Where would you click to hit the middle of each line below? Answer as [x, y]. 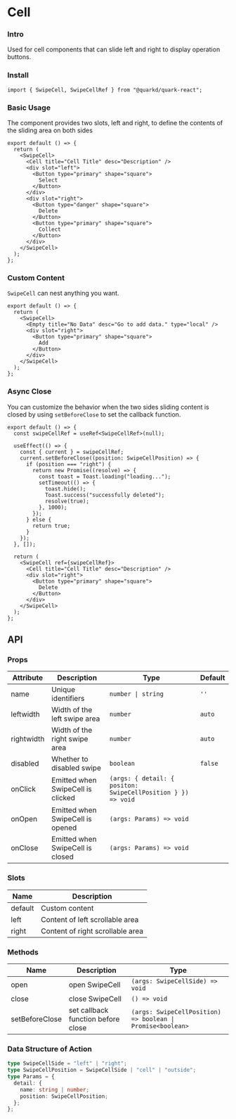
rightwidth [28, 739]
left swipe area [76, 719]
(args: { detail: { [142, 779]
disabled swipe [77, 768]
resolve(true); [67, 501]
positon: [124, 786]
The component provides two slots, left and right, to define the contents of [115, 123]
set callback [88, 1010]
